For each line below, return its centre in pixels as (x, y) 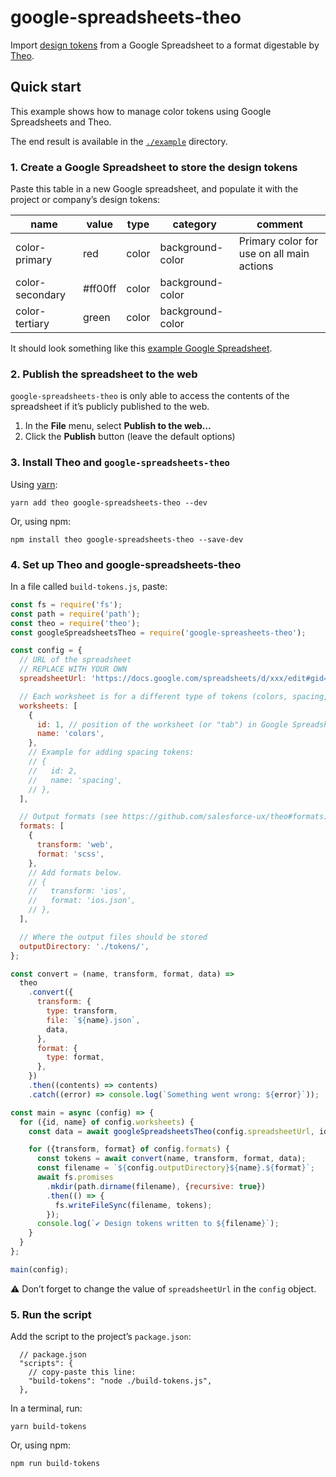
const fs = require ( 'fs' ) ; (66, 604)
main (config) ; (40, 1269)
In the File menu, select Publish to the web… (118, 426)
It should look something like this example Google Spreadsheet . (141, 348)
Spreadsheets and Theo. (61, 122)
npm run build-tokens (55, 1464)
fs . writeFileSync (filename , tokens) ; (133, 1205)
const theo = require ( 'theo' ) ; (75, 623)
